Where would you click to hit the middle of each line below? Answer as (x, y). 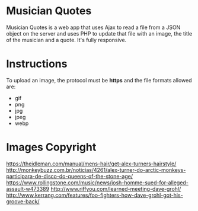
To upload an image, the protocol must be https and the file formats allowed (99, 80)
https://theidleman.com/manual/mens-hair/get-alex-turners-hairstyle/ (91, 164)
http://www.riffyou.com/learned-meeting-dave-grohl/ (116, 188)
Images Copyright (51, 147)
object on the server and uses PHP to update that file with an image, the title (99, 33)
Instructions (37, 64)
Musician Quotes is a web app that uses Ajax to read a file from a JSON (93, 27)
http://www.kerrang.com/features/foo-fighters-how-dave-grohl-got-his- (95, 195)
